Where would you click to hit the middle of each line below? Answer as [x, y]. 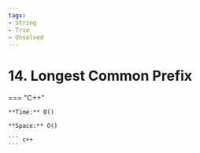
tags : [17, 15]
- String [22, 23]
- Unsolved [26, 37]
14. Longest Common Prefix [100, 76]
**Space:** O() [33, 126]
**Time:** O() [31, 112]
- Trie [19, 30]
